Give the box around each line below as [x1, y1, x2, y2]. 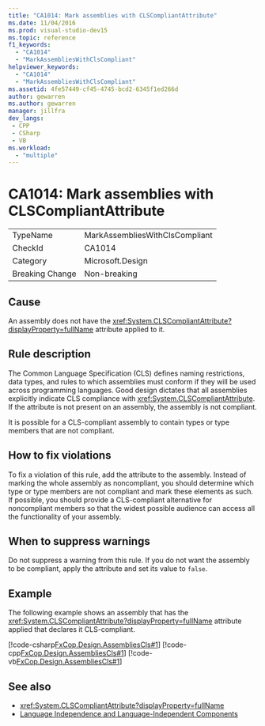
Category [12, 255, 47, 267]
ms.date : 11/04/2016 [8, 19, 77, 27]
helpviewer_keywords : [8, 63, 80, 71]
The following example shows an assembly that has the [8, 608, 189, 618]
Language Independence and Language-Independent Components [19, 709, 239, 719]
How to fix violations [8, 448, 112, 463]
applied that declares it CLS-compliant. [8, 625, 136, 634]
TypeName [12, 230, 53, 241]
